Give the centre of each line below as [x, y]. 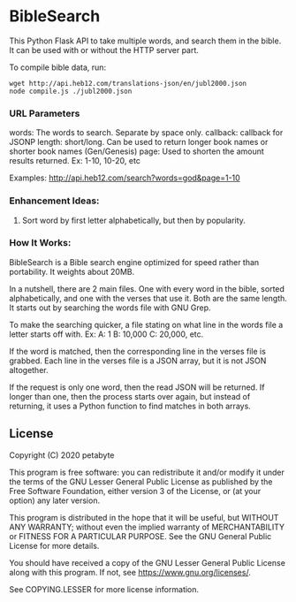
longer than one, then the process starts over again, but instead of [130, 396]
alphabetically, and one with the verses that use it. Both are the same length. [148, 298]
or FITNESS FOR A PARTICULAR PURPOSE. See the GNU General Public [140, 536]
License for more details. [54, 545]
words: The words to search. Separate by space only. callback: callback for [146, 133]
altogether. [29, 370]
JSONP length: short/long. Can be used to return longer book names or [139, 142]
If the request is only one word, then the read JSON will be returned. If [137, 387]
